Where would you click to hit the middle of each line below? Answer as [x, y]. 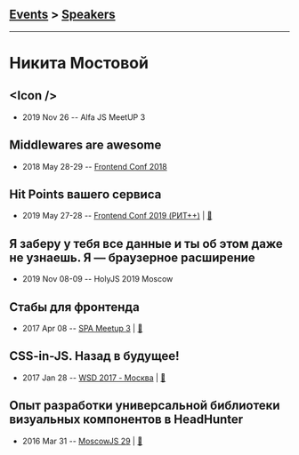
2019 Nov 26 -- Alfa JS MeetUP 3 [84, 117]
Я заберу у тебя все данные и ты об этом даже [146, 243]
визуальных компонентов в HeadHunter [126, 420]
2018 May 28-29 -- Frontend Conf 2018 [94, 166]
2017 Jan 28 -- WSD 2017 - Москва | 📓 [94, 378]
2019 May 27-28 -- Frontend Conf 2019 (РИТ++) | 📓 [117, 216]
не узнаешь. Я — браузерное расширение [132, 257]
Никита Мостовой [79, 63]
